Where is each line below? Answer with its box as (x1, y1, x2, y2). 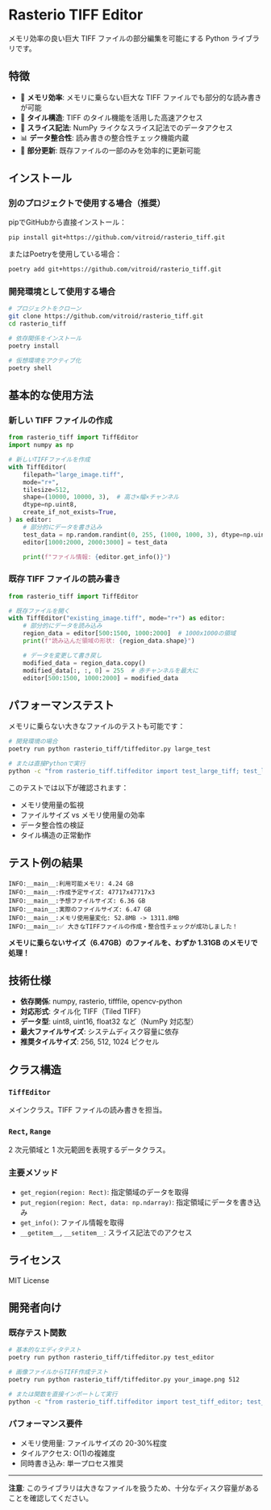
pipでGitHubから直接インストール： (8, 217, 127, 227)
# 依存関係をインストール (8, 334, 82, 343)
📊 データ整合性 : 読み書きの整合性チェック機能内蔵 (19, 132, 190, 142)
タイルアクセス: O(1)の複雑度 (19, 1448, 115, 1457)
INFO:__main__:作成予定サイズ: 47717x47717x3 (8, 888, 156, 896)
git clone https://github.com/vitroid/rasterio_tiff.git (8, 313, 204, 321)
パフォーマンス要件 (8, 1418, 83, 1429)
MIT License (8, 1275, 50, 1285)
